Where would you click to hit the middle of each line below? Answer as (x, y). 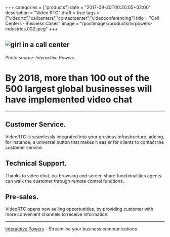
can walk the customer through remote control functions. (65, 181)
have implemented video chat (69, 100)
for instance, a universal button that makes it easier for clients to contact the (85, 142)
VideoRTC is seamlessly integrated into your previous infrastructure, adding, (85, 137)
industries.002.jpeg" (27, 29)
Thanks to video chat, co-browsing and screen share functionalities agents (83, 175)
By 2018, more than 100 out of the (77, 78)
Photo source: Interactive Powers (40, 57)
